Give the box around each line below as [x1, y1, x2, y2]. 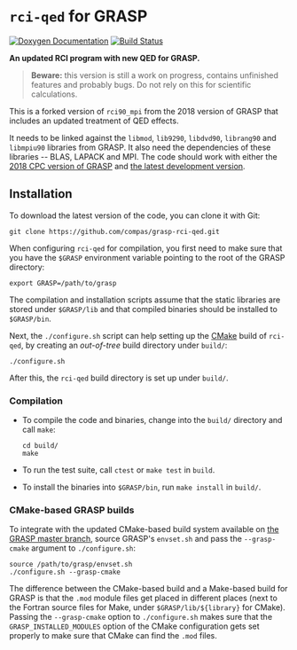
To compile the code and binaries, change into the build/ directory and [21, 415, 283, 426]
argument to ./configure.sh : [30, 543, 136, 553]
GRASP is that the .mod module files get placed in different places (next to [9, 592, 277, 604]
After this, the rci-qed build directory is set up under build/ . [9, 372, 229, 383]
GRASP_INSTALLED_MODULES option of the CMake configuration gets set [9, 621, 260, 631]
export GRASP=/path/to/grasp [9, 278, 117, 287]
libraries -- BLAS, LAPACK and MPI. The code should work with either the [9, 151, 277, 161]
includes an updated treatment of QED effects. [9, 115, 179, 126]
